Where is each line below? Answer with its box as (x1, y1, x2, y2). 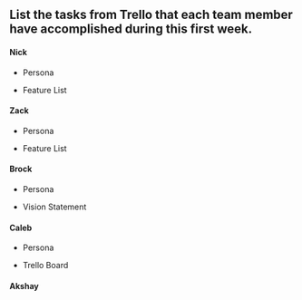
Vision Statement (22, 201, 87, 212)
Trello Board (22, 260, 69, 271)
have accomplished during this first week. (9, 22, 252, 37)
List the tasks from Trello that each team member (9, 7, 293, 23)
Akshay (9, 280, 39, 291)
